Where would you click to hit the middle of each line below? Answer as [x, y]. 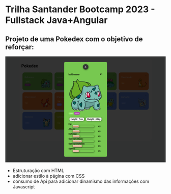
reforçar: [20, 47]
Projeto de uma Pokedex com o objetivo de [74, 39]
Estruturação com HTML [38, 170]
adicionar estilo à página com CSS [49, 176]
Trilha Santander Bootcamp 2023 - [80, 9]
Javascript [24, 186]
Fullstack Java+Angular [56, 20]
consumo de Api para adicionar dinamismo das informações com [81, 181]
